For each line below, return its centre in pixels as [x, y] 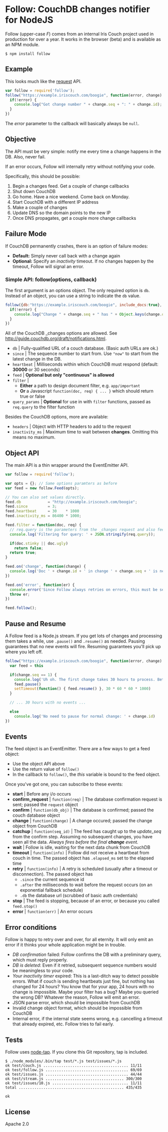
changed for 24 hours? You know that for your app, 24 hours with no [83, 987]
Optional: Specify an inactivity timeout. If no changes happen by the [83, 261]
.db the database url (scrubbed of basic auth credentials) [79, 896]
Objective [21, 139]
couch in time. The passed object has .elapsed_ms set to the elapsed [83, 858]
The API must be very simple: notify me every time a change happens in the [83, 151]
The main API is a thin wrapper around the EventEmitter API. [67, 465]
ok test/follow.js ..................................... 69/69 [73, 1070]
